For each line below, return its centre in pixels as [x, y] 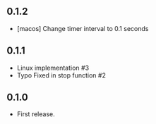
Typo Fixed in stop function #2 [61, 75]
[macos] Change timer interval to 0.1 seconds [83, 28]
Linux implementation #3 [53, 68]
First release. [36, 114]
